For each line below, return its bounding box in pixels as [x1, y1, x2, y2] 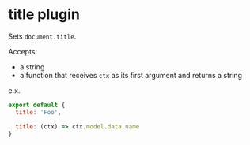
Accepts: [8, 46, 38, 56]
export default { [8, 101, 66, 109]
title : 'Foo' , [15, 108, 62, 116]
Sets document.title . [8, 32, 77, 41]
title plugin [8, 6, 81, 24]
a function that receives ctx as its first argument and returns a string [19, 70, 243, 80]
